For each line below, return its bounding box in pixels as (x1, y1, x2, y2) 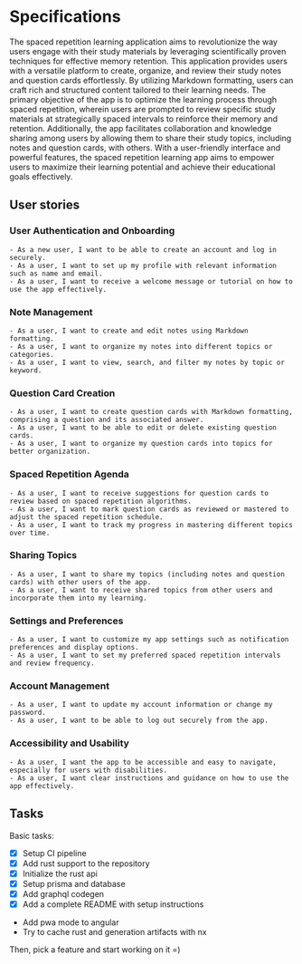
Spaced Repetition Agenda (9, 468, 129, 481)
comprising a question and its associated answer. (9, 415, 204, 425)
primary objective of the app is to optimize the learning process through (9, 93, 278, 105)
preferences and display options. (9, 643, 140, 652)
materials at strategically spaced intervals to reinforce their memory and (9, 113, 278, 124)
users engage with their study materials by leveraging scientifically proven (9, 45, 287, 56)
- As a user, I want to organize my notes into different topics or (9, 342, 273, 351)
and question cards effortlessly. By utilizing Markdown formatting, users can (9, 74, 294, 85)
